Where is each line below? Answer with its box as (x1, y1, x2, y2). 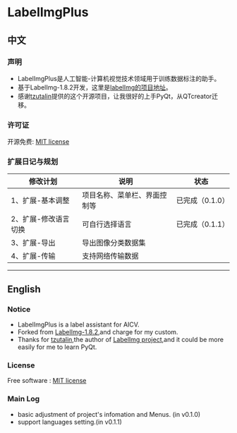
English (7, 283, 41, 295)
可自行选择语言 (82, 219, 132, 229)
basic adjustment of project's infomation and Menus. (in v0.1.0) (17, 410, 201, 418)
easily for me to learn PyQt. (17, 343, 97, 351)
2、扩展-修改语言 (11, 214, 70, 224)
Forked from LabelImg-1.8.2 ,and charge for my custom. (17, 328, 178, 336)
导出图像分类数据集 (82, 238, 146, 248)
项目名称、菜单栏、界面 (82, 190, 160, 200)
